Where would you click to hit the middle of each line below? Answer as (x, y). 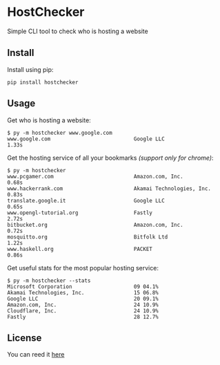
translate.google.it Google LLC (86, 200)
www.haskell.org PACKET (80, 249)
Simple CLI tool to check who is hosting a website (78, 31)
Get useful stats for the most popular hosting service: (83, 268)
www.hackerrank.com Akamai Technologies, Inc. (109, 188)
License (24, 338)
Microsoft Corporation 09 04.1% (83, 287)
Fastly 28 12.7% (83, 317)
